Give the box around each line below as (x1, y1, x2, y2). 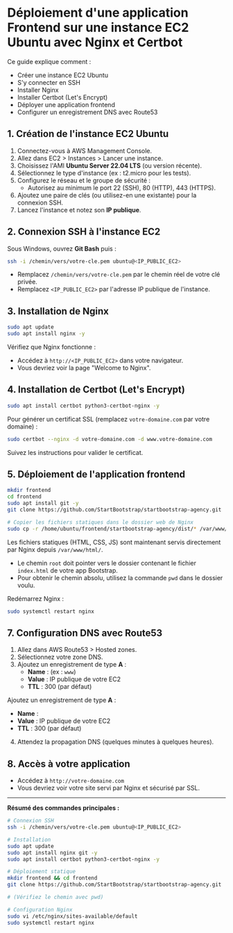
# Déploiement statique (7, 868, 76, 875)
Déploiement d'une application (7, 5, 189, 21)
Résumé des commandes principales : (7, 804, 120, 812)
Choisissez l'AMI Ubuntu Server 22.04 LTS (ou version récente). (17, 161, 202, 170)
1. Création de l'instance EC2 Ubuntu (7, 128, 169, 140)
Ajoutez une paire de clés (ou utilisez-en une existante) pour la (17, 191, 197, 199)
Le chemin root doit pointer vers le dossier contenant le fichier (17, 559, 196, 567)
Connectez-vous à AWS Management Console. (17, 146, 153, 154)
